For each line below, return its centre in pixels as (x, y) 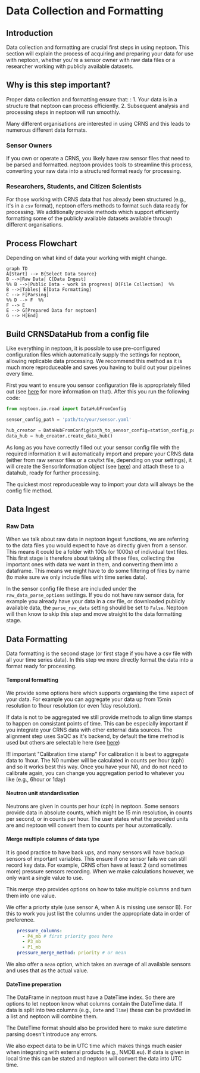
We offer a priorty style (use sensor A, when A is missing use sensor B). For (99, 907)
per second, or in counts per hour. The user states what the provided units (97, 819)
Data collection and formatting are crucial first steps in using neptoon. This (98, 47)
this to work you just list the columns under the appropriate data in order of (98, 913)
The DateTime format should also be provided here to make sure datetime (97, 1028)
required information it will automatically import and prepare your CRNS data (100, 454)
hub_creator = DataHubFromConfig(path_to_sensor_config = (78, 430)
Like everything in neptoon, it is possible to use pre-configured (83, 348)
